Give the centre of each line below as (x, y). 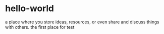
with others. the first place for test (40, 27)
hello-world (30, 8)
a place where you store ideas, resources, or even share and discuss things (82, 22)
